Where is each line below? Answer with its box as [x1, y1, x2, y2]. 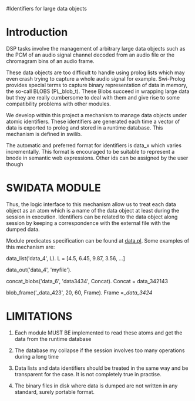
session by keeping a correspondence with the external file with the [6, 219, 170, 226]
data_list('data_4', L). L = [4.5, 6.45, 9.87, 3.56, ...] [6, 254, 125, 261]
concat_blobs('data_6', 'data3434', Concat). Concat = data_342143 [6, 277, 169, 284]
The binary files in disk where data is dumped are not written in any [14, 382, 178, 389]
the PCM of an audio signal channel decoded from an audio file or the [6, 51, 175, 58]
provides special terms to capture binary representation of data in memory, [6, 81, 188, 88]
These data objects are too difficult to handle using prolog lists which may [6, 69, 185, 76]
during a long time [14, 353, 59, 360]
